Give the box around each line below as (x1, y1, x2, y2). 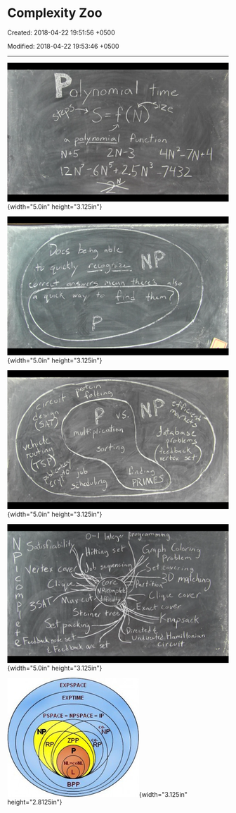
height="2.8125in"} (7, 797, 63, 806)
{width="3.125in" (139, 790, 188, 798)
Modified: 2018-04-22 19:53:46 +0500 (7, 42, 119, 50)
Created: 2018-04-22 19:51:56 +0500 (7, 28, 116, 37)
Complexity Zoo (7, 5, 103, 21)
